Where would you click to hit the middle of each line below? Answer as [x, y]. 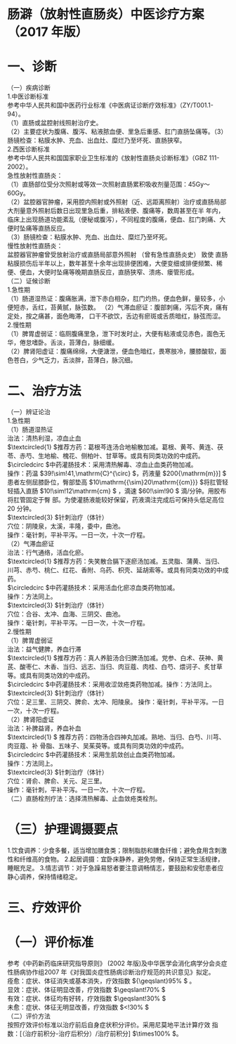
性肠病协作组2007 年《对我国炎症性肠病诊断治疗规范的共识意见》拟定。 [111, 972]
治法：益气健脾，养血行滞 [44, 649]
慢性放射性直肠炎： [35, 246]
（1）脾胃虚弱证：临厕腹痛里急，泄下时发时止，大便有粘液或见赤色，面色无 [116, 334]
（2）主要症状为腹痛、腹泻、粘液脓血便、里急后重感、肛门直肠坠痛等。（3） [117, 131]
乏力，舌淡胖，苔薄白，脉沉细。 [90, 360]
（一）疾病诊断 [29, 88]
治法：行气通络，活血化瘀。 [47, 553]
